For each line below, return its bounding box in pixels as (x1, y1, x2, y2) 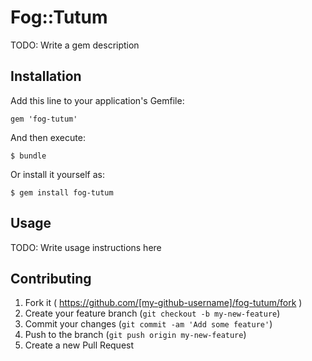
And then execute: (10, 131, 86, 143)
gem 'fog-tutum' (10, 114, 78, 124)
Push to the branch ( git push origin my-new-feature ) (24, 329, 247, 341)
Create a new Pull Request (24, 339, 135, 351)
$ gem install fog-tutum (10, 187, 114, 198)
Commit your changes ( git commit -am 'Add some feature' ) (24, 318, 273, 330)
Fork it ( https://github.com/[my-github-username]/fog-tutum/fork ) (24, 297, 303, 309)
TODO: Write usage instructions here (10, 241, 162, 253)
